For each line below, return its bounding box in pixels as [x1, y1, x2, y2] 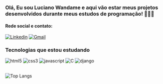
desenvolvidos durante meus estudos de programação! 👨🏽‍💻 [5, 10, 154, 17]
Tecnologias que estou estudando [5, 47, 90, 54]
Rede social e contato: [5, 23, 53, 29]
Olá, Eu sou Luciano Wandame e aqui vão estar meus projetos [5, 4, 158, 11]
